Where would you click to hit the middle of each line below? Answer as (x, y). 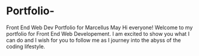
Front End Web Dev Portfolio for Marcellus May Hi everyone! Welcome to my (99, 27)
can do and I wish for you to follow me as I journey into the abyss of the (94, 40)
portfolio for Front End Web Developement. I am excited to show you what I (98, 33)
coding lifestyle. (26, 46)
